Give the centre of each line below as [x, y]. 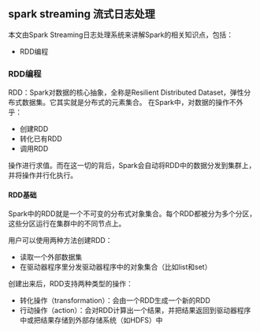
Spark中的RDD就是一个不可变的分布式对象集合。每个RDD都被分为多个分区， [132, 214]
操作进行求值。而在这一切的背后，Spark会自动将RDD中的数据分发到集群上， [132, 166]
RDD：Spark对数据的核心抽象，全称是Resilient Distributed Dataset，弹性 [126, 92]
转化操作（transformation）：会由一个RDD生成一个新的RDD [115, 300]
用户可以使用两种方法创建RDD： [60, 241]
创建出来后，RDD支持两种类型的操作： [71, 284]
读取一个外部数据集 [51, 257]
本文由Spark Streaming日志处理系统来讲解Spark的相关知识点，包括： [121, 35]
